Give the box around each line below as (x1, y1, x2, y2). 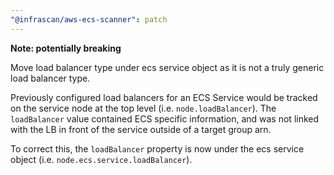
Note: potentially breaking (10, 42, 122, 54)
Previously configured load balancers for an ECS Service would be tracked (10, 91, 318, 103)
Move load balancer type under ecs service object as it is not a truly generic (10, 61, 325, 73)
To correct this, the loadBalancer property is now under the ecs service (10, 142, 305, 155)
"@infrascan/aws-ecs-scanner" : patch (10, 14, 168, 25)
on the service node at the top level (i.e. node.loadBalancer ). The (10, 102, 277, 114)
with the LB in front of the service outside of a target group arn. (10, 123, 272, 135)
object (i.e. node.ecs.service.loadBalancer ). (10, 153, 193, 165)
